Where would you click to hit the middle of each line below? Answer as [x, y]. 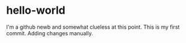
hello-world [36, 10]
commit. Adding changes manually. [50, 33]
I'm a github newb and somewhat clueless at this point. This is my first [93, 27]
